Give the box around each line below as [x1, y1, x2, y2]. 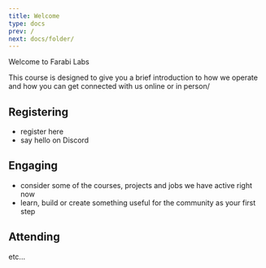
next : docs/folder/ [8, 34, 75, 43]
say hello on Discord [20, 135, 89, 145]
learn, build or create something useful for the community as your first [20, 197, 256, 208]
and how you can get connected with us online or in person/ [8, 81, 210, 91]
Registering [8, 105, 69, 119]
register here [20, 127, 63, 137]
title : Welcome [8, 11, 60, 20]
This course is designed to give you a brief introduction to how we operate [8, 72, 259, 82]
